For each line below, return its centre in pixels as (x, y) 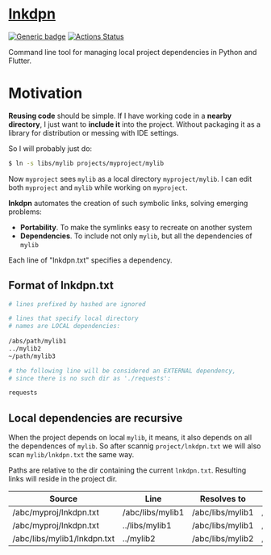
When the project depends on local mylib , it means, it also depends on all (130, 438)
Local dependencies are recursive (96, 418)
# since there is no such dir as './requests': (90, 378)
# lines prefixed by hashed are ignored (77, 304)
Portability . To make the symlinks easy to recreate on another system (136, 227)
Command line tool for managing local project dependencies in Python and (133, 52)
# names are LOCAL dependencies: (65, 326)
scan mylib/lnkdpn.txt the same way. (71, 455)
